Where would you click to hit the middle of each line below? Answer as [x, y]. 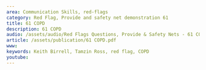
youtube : [17, 57]
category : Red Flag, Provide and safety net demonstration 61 [87, 18]
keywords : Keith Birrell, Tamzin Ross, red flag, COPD [78, 52]
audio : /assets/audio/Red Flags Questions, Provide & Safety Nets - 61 [100, 35]
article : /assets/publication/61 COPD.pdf [61, 40]
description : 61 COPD [34, 29]
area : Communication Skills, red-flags [57, 12]
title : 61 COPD [26, 23]
